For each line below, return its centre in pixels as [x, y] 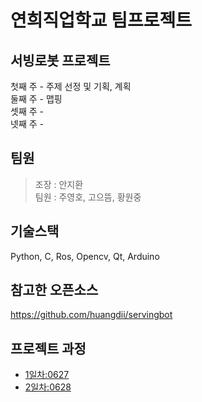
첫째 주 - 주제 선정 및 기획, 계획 [71, 86]
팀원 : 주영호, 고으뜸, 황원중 [88, 197]
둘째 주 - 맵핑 [36, 99]
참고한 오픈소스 [54, 290]
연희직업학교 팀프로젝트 [101, 20]
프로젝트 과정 [48, 348]
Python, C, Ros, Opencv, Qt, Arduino [85, 256]
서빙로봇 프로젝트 [60, 60]
